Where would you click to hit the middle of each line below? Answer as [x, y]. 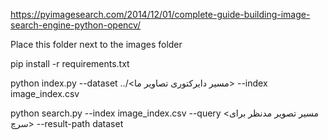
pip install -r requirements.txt [70, 63]
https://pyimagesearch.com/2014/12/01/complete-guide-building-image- [160, 14]
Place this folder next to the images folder [96, 44]
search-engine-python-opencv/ [76, 25]
